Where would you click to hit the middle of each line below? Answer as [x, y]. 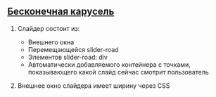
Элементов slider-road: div [68, 57]
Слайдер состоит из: [49, 28]
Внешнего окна [51, 42]
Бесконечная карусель [61, 12]
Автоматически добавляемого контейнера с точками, [109, 64]
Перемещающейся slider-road [73, 49]
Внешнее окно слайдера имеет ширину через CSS [94, 85]
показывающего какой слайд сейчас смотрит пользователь [118, 72]
